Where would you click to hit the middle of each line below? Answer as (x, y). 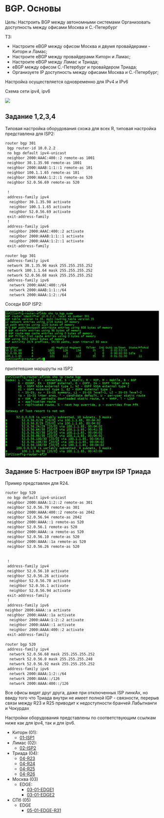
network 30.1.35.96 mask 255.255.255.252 (50, 265)
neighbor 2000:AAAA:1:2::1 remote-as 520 (50, 177)
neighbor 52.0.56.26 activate (38, 576)
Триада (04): (25, 753)
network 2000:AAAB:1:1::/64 (38, 290)
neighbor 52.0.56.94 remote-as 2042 (44, 517)
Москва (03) (25, 779)
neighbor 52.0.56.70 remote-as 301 (43, 508)
